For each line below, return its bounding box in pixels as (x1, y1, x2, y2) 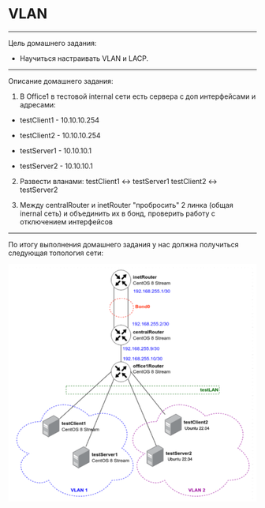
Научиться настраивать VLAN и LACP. (19, 53, 149, 63)
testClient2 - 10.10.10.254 (19, 130, 101, 140)
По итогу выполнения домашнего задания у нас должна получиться (8, 239, 239, 249)
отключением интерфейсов (19, 216, 113, 226)
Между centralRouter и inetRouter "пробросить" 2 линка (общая (19, 200, 234, 209)
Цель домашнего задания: (8, 38, 97, 47)
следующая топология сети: (8, 248, 104, 258)
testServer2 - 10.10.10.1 (19, 161, 93, 171)
